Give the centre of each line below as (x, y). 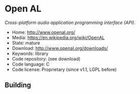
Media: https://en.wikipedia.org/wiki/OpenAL (58, 37)
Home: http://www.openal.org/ (44, 32)
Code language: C (31, 64)
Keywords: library (30, 53)
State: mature (26, 42)
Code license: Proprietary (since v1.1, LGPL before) (64, 69)
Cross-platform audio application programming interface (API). (70, 22)
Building (18, 85)
